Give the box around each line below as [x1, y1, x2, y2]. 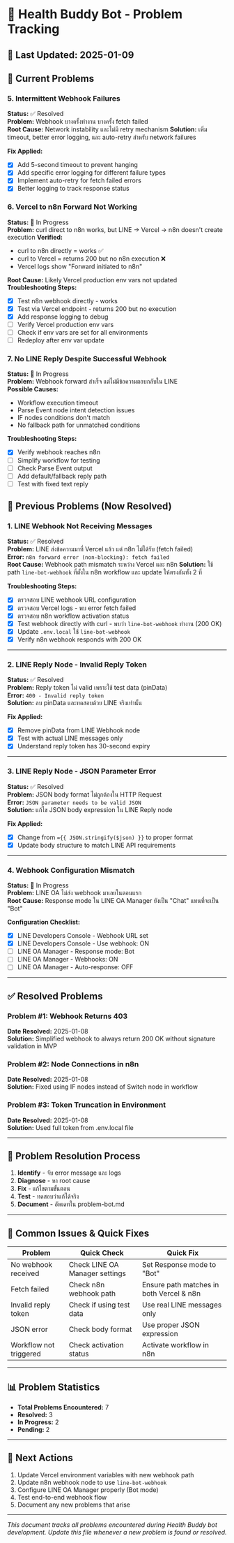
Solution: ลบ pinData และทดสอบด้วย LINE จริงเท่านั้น [7, 699, 143, 707]
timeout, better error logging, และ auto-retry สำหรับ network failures [7, 133, 196, 142]
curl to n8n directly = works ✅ [17, 246, 104, 254]
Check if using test [68, 1300, 130, 1310]
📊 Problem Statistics [7, 1381, 100, 1393]
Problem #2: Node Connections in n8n [7, 1059, 139, 1068]
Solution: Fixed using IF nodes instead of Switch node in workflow [7, 1082, 198, 1091]
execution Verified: [7, 233, 63, 241]
